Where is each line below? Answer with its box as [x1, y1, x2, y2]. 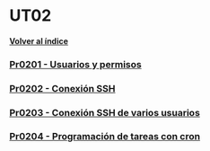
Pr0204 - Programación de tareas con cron [9, 130, 200, 143]
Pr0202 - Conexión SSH [9, 82, 116, 94]
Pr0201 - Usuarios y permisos [9, 58, 142, 70]
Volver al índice [9, 35, 69, 46]
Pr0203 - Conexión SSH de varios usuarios [9, 106, 200, 119]
